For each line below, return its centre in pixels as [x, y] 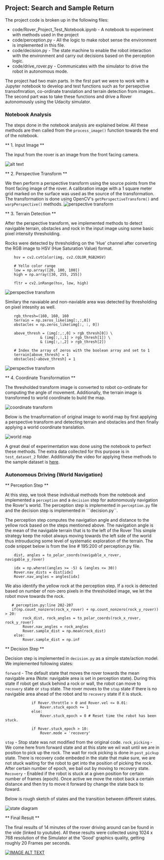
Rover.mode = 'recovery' [65, 733]
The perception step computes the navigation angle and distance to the [77, 520]
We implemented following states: [39, 664]
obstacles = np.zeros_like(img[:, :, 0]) [57, 325]
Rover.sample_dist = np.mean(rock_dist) [64, 631]
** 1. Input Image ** [25, 145]
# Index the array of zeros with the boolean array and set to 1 [82, 351]
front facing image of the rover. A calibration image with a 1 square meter [79, 188]
